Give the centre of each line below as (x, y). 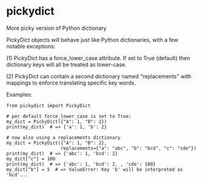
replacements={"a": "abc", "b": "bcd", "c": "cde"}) (129, 148)
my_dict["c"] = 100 (31, 159)
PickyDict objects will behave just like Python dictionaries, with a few (92, 40)
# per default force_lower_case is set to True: (69, 116)
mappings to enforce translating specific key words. (71, 83)
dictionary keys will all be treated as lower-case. (66, 64)
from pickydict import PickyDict (49, 105)
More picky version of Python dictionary (56, 28)
